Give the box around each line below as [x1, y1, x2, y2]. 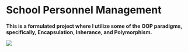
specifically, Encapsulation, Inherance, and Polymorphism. [6, 28, 152, 35]
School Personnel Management [6, 3, 162, 17]
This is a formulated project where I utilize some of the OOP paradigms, [6, 23, 183, 29]
